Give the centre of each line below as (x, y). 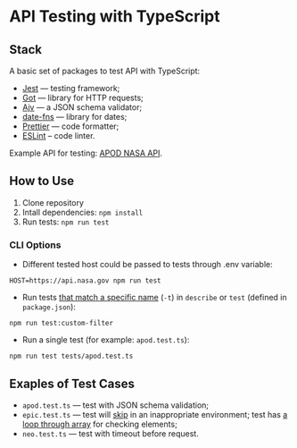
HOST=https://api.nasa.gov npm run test (86, 281)
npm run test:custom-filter (62, 324)
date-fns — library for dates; (74, 117)
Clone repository (53, 202)
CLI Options (35, 245)
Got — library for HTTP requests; (83, 97)
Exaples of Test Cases (72, 383)
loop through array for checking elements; (100, 424)
